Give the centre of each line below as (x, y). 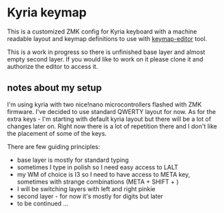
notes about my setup (55, 88)
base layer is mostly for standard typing (73, 160)
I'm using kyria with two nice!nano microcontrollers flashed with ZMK (104, 104)
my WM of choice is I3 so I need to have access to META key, (103, 174)
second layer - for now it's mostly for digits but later (90, 196)
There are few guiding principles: (54, 146)
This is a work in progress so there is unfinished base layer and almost (106, 52)
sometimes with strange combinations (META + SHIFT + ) (98, 182)
